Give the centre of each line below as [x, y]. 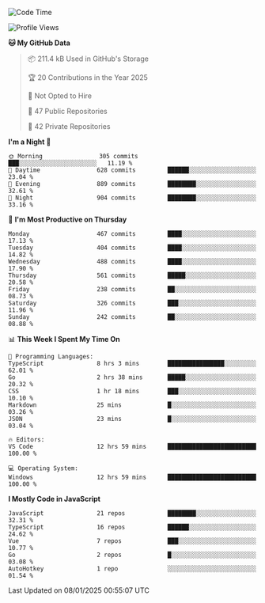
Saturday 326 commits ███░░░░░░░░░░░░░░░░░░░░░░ [132, 303]
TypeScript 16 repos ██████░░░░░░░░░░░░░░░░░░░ [132, 527]
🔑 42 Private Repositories [69, 126]
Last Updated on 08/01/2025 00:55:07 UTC [79, 590]
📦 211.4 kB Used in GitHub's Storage [88, 59]
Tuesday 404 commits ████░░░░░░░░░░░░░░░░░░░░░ [132, 248]
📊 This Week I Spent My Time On [64, 339]
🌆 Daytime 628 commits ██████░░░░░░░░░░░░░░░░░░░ [132, 170]
